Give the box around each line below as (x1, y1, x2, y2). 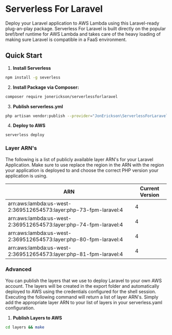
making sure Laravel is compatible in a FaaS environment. (5, 36, 127, 43)
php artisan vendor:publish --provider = (5, 113, 93, 119)
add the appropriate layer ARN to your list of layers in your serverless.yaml (5, 299, 163, 305)
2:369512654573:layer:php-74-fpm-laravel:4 (8, 221, 123, 228)
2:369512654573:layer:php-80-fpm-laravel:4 (8, 235, 123, 243)
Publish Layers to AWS (12, 314, 62, 321)
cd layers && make (5, 324, 45, 330)
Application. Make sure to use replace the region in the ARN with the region (5, 162, 164, 168)
